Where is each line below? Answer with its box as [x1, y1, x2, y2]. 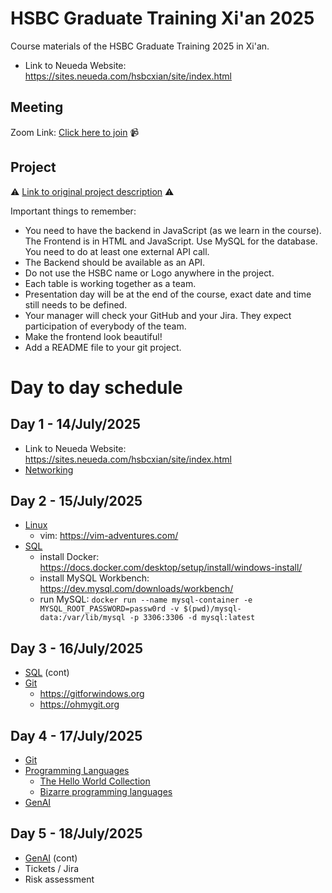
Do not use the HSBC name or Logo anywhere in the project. [24, 267, 275, 279]
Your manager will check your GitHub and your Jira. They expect [24, 309, 292, 321]
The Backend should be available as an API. [24, 256, 206, 268]
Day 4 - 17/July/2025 [10, 727, 143, 744]
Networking [24, 463, 74, 476]
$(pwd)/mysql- [183, 604, 242, 614]
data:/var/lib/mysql [39, 613, 126, 623]
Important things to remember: [10, 205, 137, 217]
